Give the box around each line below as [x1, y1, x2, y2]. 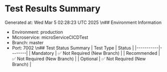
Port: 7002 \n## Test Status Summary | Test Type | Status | [11, 45, 134, 51]
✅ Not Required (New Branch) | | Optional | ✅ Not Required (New [11, 56, 146, 62]
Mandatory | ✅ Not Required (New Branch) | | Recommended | [31, 50, 160, 56]
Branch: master [11, 39, 43, 45]
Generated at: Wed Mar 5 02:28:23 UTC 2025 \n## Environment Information [4, 19, 162, 25]
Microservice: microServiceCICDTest [11, 34, 88, 40]
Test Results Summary [4, 3, 100, 14]
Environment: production [11, 29, 63, 35]
